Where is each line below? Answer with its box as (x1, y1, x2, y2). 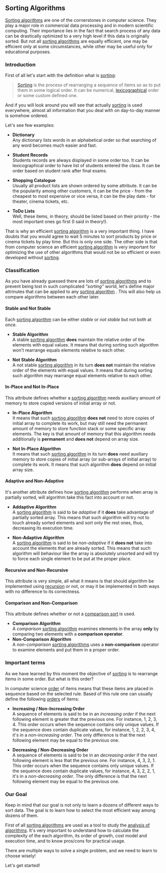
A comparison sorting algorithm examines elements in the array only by (12, 626, 159, 632)
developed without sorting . (5, 255, 60, 261)
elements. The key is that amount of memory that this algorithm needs (12, 431, 156, 437)
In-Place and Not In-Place (5, 384, 59, 390)
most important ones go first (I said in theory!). (12, 219, 108, 225)
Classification (5, 267, 40, 274)
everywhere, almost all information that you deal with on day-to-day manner (5, 108, 161, 114)
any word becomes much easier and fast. (12, 142, 98, 148)
